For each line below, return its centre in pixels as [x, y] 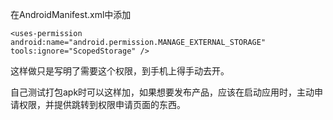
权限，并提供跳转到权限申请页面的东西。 [102, 104]
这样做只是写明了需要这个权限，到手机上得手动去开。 [120, 71]
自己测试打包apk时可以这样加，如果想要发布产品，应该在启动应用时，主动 [162, 92]
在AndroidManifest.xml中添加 [71, 14]
